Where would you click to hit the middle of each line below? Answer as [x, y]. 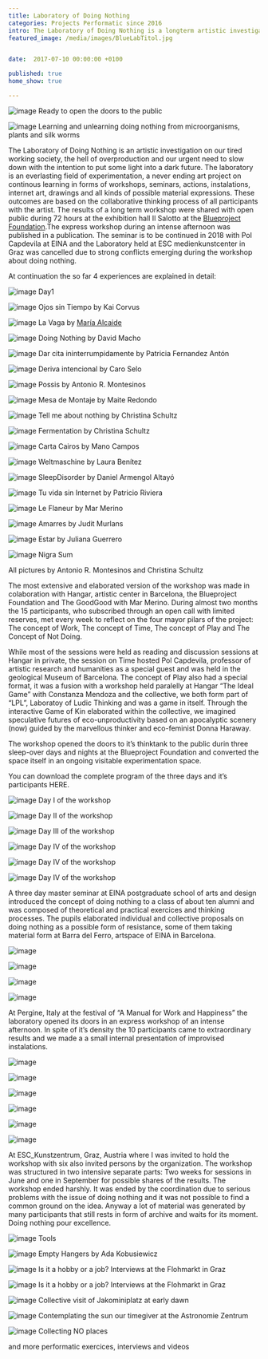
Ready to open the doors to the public [100, 111]
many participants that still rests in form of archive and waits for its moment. [133, 1214]
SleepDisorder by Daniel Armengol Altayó [106, 477]
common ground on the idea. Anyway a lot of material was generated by [127, 1206]
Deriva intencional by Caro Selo [90, 369]
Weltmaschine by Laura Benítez [90, 462]
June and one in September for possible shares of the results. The [117, 1180]
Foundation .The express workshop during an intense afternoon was [120, 226]
